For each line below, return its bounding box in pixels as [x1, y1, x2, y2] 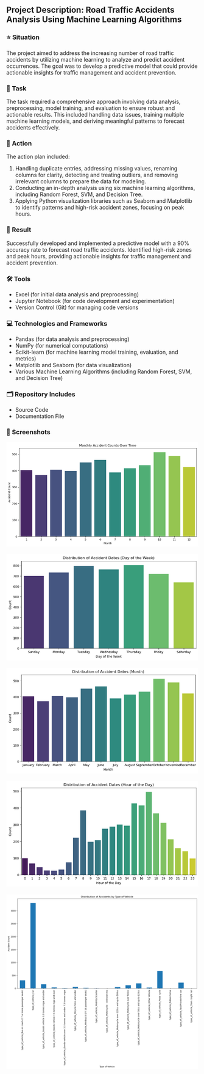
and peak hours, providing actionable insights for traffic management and [6, 252, 191, 260]
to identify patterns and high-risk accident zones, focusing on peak [15, 204, 185, 211]
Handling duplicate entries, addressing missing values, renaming [15, 165, 178, 172]
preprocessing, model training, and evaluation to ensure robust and [6, 104, 175, 112]
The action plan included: [6, 153, 70, 161]
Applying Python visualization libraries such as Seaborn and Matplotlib [15, 197, 192, 205]
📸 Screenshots [6, 428, 51, 436]
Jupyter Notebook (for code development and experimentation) [15, 297, 175, 304]
